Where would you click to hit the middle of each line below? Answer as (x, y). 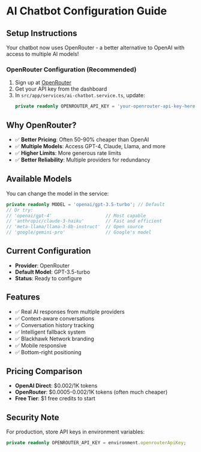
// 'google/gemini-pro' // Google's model (79, 232)
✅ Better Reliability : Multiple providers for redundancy (82, 160)
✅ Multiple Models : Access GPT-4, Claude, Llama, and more (90, 146)
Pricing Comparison (44, 371)
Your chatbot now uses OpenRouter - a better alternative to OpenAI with (95, 47)
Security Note (33, 417)
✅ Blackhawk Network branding (54, 339)
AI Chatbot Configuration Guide (86, 11)
